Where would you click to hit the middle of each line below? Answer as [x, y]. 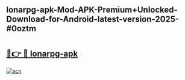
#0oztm [21, 29]
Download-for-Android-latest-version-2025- [93, 20]
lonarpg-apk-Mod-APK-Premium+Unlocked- [92, 10]
